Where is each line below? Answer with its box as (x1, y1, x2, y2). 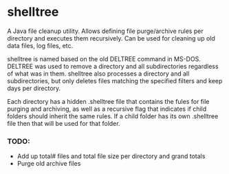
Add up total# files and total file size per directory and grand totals (17, 152, 206, 160)
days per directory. (7, 84, 61, 92)
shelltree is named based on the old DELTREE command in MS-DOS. (7, 54, 201, 63)
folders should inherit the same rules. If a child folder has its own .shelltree (7, 111, 219, 120)
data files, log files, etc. (7, 41, 74, 50)
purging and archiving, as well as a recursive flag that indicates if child (7, 105, 207, 113)
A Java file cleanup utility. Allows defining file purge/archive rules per (7, 27, 204, 35)
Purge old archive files (17, 160, 81, 168)
